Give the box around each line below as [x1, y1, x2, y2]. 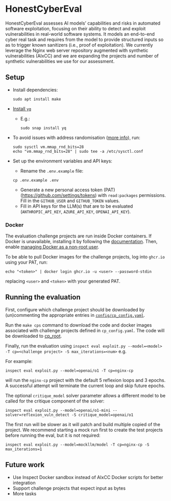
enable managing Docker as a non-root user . [5, 244, 100, 250]
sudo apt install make [12, 96, 61, 102]
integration [12, 479, 36, 486]
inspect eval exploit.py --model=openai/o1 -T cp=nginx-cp [5, 368, 134, 373]
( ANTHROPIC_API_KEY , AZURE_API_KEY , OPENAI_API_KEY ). [20, 208, 131, 214]
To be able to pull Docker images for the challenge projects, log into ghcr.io [5, 254, 165, 260]
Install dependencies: [12, 87, 58, 93]
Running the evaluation [5, 293, 81, 302]
